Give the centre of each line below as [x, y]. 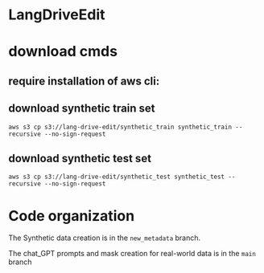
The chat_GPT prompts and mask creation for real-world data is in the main [132, 254]
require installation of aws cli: [84, 81]
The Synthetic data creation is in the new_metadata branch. [105, 238]
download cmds [63, 52]
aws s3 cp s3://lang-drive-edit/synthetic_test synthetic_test [117, 177]
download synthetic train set [82, 109]
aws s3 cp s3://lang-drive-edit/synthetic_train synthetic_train [120, 127]
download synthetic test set [80, 158]
